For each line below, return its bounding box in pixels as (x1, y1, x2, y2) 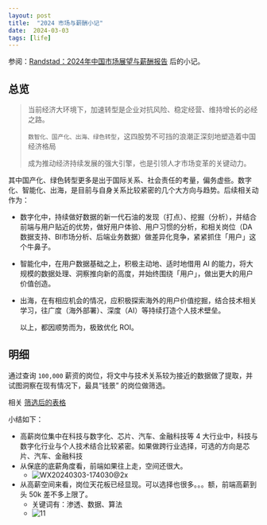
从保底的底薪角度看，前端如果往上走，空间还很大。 (19, 461, 188, 470)
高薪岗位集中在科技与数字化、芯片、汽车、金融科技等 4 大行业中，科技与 (19, 431, 258, 441)
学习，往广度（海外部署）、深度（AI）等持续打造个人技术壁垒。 (19, 305, 226, 315)
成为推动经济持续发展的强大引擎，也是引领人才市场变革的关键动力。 (27, 158, 251, 168)
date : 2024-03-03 (8, 26, 69, 34)
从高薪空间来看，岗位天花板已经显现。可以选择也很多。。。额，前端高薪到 (19, 479, 257, 489)
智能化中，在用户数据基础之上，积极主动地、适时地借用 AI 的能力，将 (19, 259, 247, 269)
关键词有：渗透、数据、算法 (31, 499, 123, 509)
